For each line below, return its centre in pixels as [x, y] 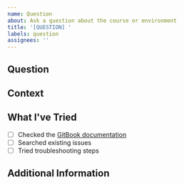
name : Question [30, 14]
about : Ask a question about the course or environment [92, 21]
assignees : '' [29, 40]
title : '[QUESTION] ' [40, 27]
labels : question [33, 34]
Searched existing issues [54, 142]
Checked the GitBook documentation [72, 134]
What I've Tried [42, 118]
